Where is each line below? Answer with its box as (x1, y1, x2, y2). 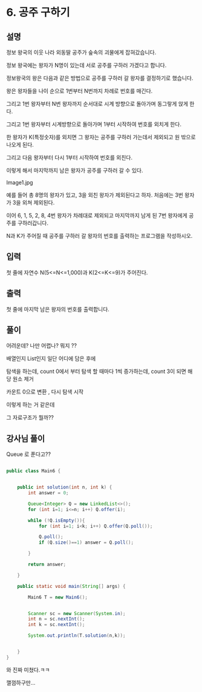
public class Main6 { (6, 468, 61, 474)
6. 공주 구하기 (6, 5, 70, 19)
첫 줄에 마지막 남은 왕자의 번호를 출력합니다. (6, 305, 110, 312)
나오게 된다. (6, 141, 34, 148)
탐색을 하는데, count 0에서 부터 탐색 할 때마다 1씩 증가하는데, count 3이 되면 (6, 367, 186, 375)
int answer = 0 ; (28, 490, 69, 496)
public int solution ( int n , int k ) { (17, 484, 112, 490)
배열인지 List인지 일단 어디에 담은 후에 (6, 355, 96, 362)
